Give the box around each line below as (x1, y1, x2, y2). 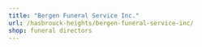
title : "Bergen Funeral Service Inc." (8, 11, 140, 20)
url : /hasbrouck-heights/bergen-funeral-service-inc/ (8, 19, 195, 27)
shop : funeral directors (8, 26, 92, 34)
